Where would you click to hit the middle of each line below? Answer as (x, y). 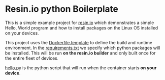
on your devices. (22, 33)
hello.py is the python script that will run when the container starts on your (81, 68)
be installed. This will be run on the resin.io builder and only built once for (81, 53)
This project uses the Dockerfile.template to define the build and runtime (79, 42)
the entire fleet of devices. (32, 58)
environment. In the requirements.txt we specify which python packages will (82, 48)
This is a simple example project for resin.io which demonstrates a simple (80, 23)
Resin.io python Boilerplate (62, 9)
